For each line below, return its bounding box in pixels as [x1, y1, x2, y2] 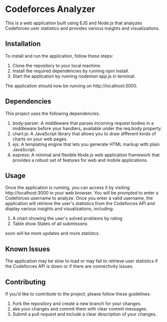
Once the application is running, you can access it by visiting [5, 185, 130, 191]
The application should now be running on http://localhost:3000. [5, 83, 138, 89]
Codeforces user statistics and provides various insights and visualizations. [5, 25, 160, 31]
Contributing [5, 278, 46, 286]
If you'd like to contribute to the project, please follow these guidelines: [5, 291, 151, 297]
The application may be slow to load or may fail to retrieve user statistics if [5, 258, 158, 264]
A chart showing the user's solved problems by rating [12, 215, 123, 221]
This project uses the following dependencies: [5, 110, 100, 116]
